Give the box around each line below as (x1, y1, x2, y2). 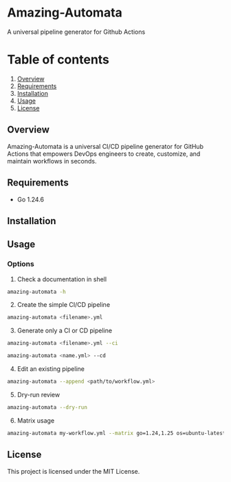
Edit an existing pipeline (16, 365, 85, 373)
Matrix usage (16, 416, 55, 425)
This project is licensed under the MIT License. (7, 467, 140, 475)
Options (7, 259, 34, 269)
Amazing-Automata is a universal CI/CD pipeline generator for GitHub (7, 142, 204, 150)
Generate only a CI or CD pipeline (16, 326, 112, 335)
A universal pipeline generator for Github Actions (7, 28, 146, 36)
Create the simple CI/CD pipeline (16, 301, 111, 309)
